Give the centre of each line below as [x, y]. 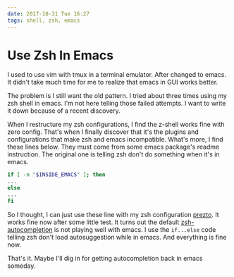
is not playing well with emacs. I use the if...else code [135, 229]
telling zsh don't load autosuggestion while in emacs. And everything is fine [117, 237]
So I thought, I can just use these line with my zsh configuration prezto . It [113, 214]
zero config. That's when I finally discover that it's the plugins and [103, 132]
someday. [21, 266]
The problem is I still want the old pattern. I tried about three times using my [117, 96]
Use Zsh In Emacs [61, 55]
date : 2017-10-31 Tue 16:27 [49, 14]
